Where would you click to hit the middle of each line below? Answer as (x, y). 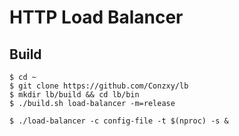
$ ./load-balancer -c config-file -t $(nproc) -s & (119, 121)
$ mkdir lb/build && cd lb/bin (74, 95)
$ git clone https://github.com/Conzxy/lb (99, 86)
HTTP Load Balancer (96, 17)
